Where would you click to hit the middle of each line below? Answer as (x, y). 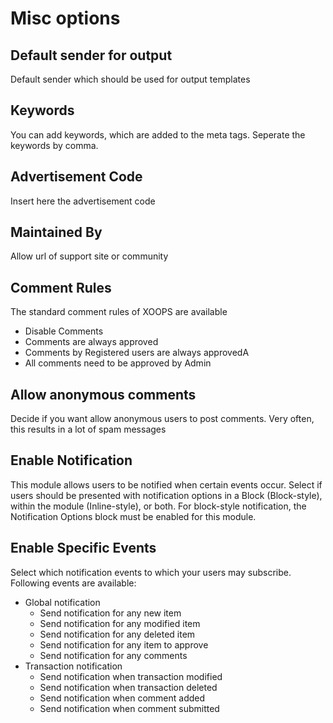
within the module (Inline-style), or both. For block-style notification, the (158, 506)
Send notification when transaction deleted (128, 687)
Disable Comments (64, 331)
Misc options (65, 18)
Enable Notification (71, 460)
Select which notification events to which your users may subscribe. (151, 572)
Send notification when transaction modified (131, 676)
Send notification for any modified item (120, 623)
